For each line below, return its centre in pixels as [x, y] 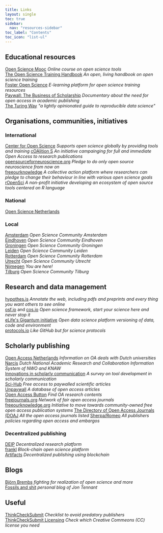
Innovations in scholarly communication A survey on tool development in [79, 373]
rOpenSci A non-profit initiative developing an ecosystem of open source [79, 182]
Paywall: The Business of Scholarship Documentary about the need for [77, 95]
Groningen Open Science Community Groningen [54, 245]
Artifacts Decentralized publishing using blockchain [57, 455]
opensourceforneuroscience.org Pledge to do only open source [69, 162]
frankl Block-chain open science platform [47, 449]
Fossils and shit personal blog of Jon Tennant [51, 487]
